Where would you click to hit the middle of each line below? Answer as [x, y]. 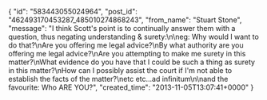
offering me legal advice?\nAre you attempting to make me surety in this [127, 54]
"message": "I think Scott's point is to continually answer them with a [122, 28]
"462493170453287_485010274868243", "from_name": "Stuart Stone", [125, 20]
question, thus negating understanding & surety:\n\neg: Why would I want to [134, 37]
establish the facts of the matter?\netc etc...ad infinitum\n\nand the [118, 79]
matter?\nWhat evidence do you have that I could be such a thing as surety [132, 62]
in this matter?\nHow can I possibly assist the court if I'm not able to [120, 70]
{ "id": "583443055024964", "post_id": [73, 12]
